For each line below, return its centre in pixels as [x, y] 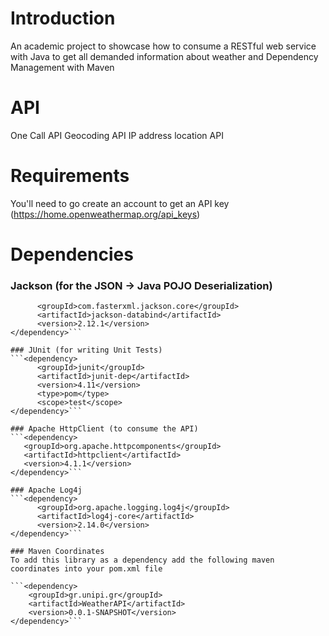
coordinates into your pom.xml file [86, 569]
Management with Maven [62, 67]
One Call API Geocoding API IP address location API [117, 135]
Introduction [63, 18]
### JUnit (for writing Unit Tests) [86, 350]
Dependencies [72, 254]
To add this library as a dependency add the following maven [142, 560]
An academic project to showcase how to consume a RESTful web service [163, 46]
